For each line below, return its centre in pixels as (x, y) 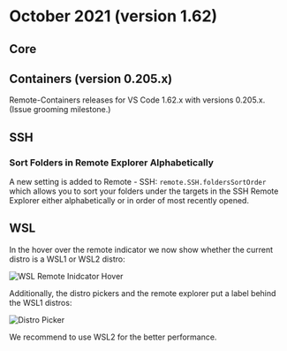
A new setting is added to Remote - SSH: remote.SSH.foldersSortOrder (138, 182)
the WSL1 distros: (41, 302)
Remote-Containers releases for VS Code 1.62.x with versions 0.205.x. (137, 100)
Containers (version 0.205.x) (91, 78)
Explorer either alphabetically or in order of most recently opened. (129, 201)
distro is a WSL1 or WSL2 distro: (67, 259)
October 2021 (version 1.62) (113, 16)
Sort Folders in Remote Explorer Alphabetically (112, 163)
